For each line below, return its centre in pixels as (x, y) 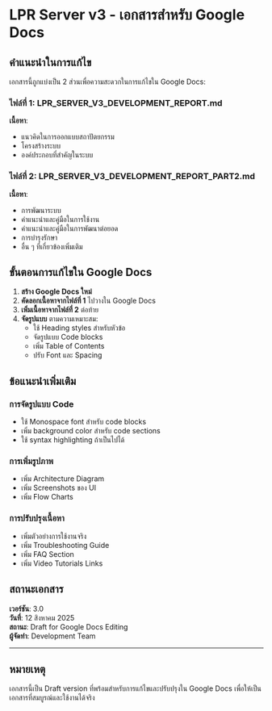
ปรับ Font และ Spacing (67, 355)
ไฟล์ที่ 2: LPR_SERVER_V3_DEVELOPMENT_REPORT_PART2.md (132, 177)
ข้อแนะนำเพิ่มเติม (43, 381)
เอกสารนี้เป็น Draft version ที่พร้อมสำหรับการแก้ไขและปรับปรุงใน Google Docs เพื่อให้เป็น (135, 688)
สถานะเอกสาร (36, 590)
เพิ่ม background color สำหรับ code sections (90, 431)
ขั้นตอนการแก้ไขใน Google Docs (81, 272)
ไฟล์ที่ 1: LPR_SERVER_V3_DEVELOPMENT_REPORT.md (116, 102)
